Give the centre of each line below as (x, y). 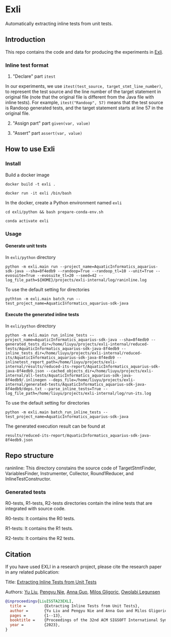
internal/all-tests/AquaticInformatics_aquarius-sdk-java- (69, 376)
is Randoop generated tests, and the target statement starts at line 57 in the (84, 108)
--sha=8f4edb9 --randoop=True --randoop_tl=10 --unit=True (90, 271)
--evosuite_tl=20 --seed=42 (67, 275)
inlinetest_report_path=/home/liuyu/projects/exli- (61, 362)
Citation (18, 555)
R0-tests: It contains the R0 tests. (40, 518)
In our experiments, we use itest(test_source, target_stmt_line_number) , (84, 86)
